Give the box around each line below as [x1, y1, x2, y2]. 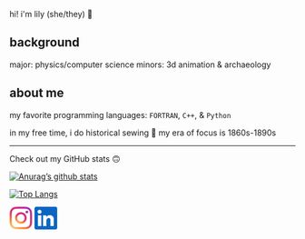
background [9, 35, 80, 50]
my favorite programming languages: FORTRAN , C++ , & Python [9, 109, 231, 120]
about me [9, 85, 64, 101]
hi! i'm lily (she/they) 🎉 [9, 9, 93, 19]
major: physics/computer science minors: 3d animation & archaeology [9, 59, 271, 70]
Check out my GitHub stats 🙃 [9, 153, 121, 164]
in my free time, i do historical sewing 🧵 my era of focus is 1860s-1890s [9, 127, 277, 138]
